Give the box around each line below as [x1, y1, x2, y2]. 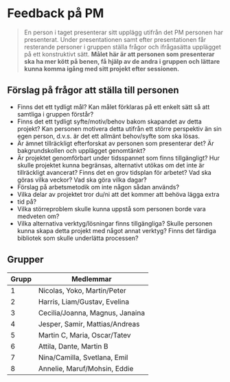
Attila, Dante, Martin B [38, 342, 108, 351]
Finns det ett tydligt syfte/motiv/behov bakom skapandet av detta [16, 117, 203, 126]
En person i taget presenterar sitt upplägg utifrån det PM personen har [23, 28, 224, 36]
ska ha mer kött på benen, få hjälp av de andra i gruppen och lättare [23, 57, 220, 65]
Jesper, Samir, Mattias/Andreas [38, 319, 140, 329]
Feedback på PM [7, 5, 104, 21]
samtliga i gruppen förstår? [16, 110, 94, 118]
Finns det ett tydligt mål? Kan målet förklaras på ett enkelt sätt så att [16, 102, 210, 111]
